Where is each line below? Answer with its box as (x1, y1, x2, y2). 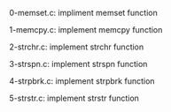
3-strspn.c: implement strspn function (9, 59, 148, 69)
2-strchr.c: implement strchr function (9, 41, 144, 52)
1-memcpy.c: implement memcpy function (9, 25, 163, 34)
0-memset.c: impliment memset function (9, 8, 158, 18)
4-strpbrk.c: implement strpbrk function (9, 76, 155, 86)
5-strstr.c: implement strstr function (9, 93, 140, 103)
